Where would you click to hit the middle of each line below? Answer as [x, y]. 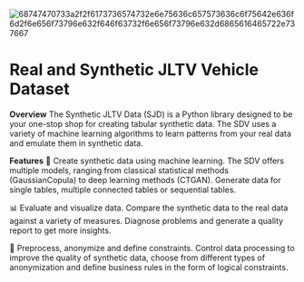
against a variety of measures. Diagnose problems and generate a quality [147, 220]
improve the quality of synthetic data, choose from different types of [137, 258]
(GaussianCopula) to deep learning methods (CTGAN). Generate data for [145, 180]
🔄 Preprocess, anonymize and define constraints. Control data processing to [152, 248]
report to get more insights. [60, 230]
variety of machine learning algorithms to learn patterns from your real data [151, 133]
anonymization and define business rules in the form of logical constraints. [149, 267]
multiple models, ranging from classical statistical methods [119, 170]
